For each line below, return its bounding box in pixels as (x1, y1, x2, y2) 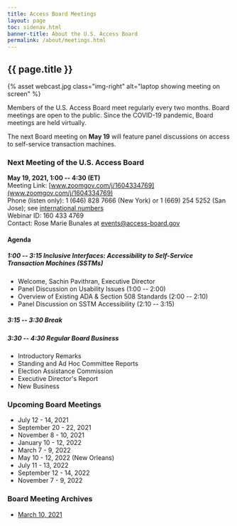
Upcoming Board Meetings (7, 399, 101, 409)
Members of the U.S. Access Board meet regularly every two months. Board (7, 103, 230, 112)
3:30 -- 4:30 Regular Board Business (7, 333, 119, 342)
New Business (17, 382, 60, 391)
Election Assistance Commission (17, 367, 114, 375)
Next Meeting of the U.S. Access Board (7, 157, 144, 167)
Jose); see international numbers (7, 204, 104, 213)
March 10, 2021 (17, 510, 62, 519)
